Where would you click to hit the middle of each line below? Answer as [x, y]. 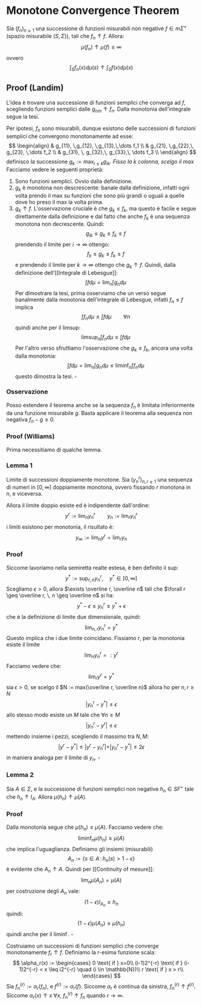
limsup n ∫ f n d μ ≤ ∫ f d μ [106, 338]
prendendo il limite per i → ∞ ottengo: [62, 244]
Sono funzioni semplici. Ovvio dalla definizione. [74, 181]
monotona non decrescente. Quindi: [59, 224]
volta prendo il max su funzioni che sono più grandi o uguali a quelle [100, 195]
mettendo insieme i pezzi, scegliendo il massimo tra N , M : [77, 736]
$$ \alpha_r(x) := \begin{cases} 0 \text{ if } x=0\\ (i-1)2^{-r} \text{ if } [98, 963]
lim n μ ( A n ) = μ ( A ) [101, 881]
